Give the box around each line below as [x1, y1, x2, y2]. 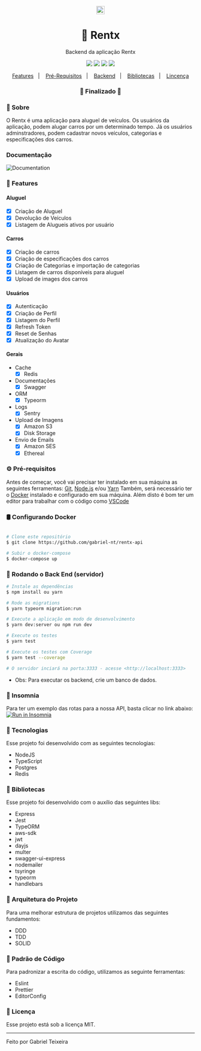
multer [14, 849, 31, 856]
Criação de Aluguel [14, 207, 63, 215]
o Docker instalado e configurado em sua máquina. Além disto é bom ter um [6, 491, 194, 498]
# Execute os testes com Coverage [6, 649, 93, 655]
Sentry [23, 410, 41, 417]
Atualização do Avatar [14, 336, 69, 344]
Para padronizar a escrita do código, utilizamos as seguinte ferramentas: [6, 968, 185, 976]
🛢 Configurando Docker [6, 512, 77, 521]
